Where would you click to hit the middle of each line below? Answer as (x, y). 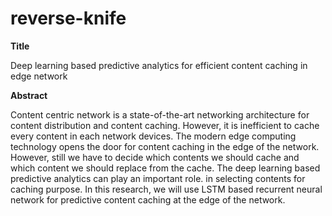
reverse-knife (68, 18)
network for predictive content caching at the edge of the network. (148, 199)
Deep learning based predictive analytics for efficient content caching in (159, 65)
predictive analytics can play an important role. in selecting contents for (158, 178)
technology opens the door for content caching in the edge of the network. (165, 146)
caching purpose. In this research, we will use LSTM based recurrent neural (166, 189)
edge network (39, 76)
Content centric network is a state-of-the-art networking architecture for (160, 114)
